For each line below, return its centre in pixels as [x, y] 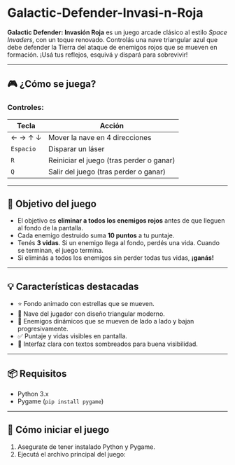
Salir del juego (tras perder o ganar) [107, 172]
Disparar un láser [77, 148]
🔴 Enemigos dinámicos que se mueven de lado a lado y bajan [106, 321]
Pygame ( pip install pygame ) [60, 401]
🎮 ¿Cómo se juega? [52, 84]
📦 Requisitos [37, 374]
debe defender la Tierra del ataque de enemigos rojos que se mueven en [113, 47]
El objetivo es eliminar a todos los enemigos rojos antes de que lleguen [121, 221]
